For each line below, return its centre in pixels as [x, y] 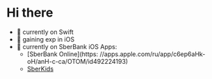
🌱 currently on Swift [45, 32]
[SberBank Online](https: [63, 54]
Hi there [30, 13]
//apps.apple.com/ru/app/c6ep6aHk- [153, 54]
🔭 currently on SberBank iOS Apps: [67, 46]
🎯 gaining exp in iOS [45, 39]
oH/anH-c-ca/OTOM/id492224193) [78, 61]
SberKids [40, 69]
